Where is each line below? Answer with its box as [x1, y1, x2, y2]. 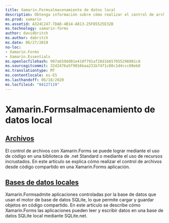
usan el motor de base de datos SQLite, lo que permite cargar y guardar [5, 197, 154, 203]
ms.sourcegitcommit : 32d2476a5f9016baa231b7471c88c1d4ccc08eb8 [5, 63, 141, 68]
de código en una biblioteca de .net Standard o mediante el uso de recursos [5, 153, 162, 159]
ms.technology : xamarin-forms [5, 26, 69, 31]
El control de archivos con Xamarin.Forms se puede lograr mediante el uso [5, 148, 160, 154]
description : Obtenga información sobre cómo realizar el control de [5, 12, 154, 17]
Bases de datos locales [5, 178, 79, 187]
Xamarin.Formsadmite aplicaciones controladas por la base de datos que [5, 191, 156, 197]
